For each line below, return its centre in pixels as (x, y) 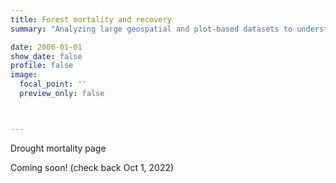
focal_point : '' (53, 84)
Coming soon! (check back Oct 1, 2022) (92, 167)
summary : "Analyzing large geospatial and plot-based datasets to (151, 29)
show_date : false (46, 56)
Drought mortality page (58, 148)
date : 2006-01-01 (46, 47)
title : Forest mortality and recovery (91, 19)
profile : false (42, 66)
